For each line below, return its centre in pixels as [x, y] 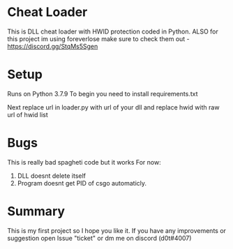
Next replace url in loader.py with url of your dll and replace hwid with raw [113, 107]
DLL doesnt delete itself [51, 176]
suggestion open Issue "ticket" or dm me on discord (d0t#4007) [99, 238]
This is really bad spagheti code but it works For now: [84, 162]
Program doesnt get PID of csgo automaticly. [82, 183]
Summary [36, 211]
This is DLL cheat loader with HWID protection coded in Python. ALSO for [113, 31]
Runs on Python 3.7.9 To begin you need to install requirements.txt [103, 93]
